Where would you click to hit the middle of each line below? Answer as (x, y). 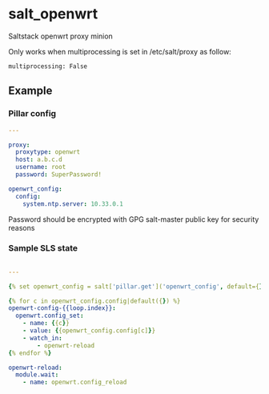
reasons (22, 227)
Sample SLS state (43, 248)
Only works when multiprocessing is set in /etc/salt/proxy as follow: (120, 51)
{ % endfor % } (30, 353)
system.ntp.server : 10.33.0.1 (73, 204)
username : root (41, 167)
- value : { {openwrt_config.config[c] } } (89, 331)
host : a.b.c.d (39, 160)
